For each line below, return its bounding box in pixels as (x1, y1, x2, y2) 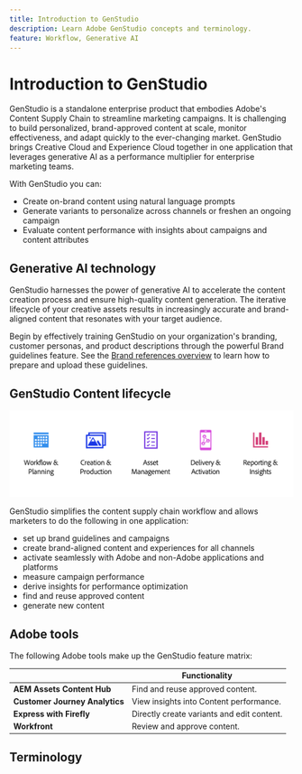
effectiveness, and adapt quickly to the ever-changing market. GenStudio (9, 132, 282, 144)
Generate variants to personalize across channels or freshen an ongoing (22, 206, 291, 217)
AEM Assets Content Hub (13, 683, 112, 695)
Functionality (181, 670, 233, 681)
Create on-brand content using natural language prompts (22, 196, 236, 207)
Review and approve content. (132, 721, 241, 732)
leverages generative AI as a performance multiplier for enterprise (9, 152, 255, 163)
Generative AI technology (9, 260, 156, 275)
